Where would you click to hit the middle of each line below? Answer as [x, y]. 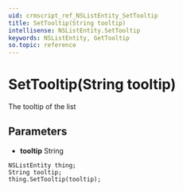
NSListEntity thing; [43, 165]
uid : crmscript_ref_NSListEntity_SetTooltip [83, 16]
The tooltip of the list [42, 107]
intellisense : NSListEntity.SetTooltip [74, 30]
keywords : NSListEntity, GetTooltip [69, 38]
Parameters [38, 132]
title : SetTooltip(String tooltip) [67, 23]
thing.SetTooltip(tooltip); [55, 179]
